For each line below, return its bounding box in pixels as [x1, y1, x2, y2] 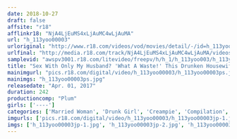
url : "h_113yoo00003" [7, 37, 71, 44]
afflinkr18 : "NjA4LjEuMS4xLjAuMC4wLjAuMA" [7, 29, 134, 37]
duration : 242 [7, 88, 49, 95]
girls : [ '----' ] [7, 102, 55, 109]
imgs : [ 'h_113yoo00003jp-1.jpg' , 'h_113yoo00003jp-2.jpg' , [7, 121, 185, 128]
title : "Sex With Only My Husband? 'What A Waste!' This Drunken [7, 62, 203, 69]
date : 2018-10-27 [7, 10, 59, 18]
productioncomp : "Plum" [7, 95, 78, 102]
